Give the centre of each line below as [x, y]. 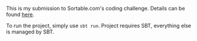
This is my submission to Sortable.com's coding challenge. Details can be [96, 8]
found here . [20, 14]
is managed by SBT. [30, 32]
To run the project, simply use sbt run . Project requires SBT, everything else [99, 26]
